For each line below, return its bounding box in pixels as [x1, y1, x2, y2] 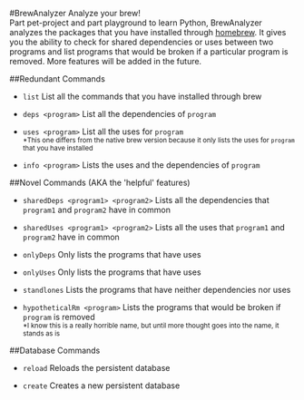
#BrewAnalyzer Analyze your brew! [9, 8, 141, 18]
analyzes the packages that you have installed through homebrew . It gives [9, 27, 287, 37]
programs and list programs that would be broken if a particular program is [9, 46, 289, 57]
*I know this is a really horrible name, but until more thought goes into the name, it [22, 321, 279, 330]
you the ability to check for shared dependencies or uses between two [9, 36, 274, 47]
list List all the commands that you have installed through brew [22, 91, 262, 102]
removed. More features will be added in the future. [9, 56, 202, 66]
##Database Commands [9, 345, 101, 356]
